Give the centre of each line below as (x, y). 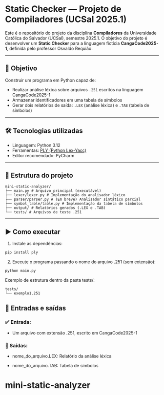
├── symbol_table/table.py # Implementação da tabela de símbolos (74, 204)
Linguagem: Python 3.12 (36, 145)
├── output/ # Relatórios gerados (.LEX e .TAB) (55, 208)
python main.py (20, 271)
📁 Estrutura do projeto (39, 175)
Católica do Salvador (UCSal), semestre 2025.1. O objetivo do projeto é (76, 38)
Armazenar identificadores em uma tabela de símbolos (67, 100)
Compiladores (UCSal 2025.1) (66, 19)
